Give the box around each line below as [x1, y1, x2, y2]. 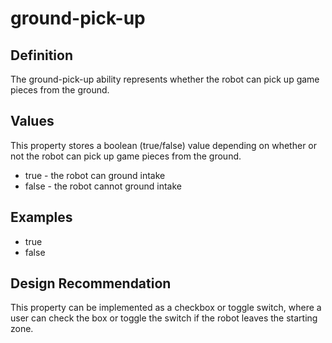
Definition [10, 47, 73, 64]
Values [10, 113, 55, 130]
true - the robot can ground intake [24, 169, 166, 181]
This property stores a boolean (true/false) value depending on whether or [10, 139, 318, 151]
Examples [10, 209, 73, 226]
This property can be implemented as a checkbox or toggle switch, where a [10, 302, 322, 314]
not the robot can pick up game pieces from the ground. [10, 150, 242, 162]
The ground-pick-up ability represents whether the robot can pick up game [10, 73, 320, 85]
